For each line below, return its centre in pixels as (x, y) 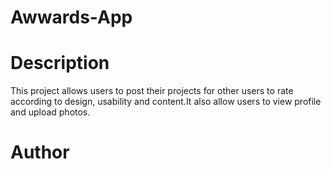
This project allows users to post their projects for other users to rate (152, 91)
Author (40, 152)
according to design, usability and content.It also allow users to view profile (166, 102)
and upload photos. (50, 112)
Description (60, 63)
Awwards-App (71, 17)
